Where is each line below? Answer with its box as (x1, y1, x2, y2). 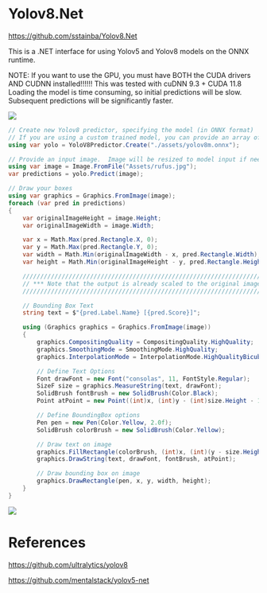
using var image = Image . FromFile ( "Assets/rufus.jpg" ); (8, 162, 197, 171)
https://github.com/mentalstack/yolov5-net (8, 575, 149, 585)
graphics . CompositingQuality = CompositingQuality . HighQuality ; (37, 338, 254, 346)
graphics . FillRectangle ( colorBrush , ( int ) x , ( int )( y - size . (37, 447, 244, 456)
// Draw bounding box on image (37, 470, 141, 478)
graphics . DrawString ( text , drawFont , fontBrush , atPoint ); (37, 455, 237, 463)
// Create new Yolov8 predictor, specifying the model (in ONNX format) (8, 126, 254, 134)
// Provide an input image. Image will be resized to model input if (8, 155, 247, 163)
